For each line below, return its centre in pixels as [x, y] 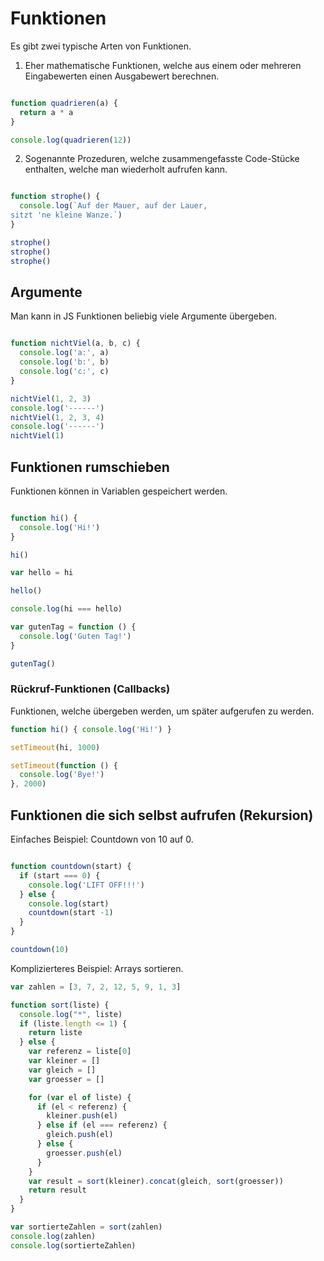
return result [57, 1190]
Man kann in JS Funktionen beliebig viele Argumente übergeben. [144, 316]
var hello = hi [42, 573]
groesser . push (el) [84, 1153]
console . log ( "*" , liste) [71, 1014]
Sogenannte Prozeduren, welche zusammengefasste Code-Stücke [162, 159]
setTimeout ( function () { [64, 765]
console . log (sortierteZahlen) [73, 1245]
